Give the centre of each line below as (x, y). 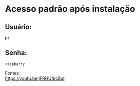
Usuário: (18, 27)
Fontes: (13, 73)
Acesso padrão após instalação (70, 9)
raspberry (15, 64)
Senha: (16, 53)
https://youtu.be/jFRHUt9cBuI (35, 78)
